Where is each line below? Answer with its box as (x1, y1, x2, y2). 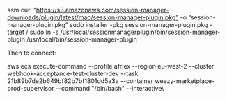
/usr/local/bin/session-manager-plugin (26, 35, 137, 44)
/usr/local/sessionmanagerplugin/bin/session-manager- (60, 28, 221, 36)
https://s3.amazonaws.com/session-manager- (36, 6, 169, 14)
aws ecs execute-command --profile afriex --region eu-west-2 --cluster (7, 62, 214, 70)
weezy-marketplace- (155, 77, 215, 85)
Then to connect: (7, 48, 57, 57)
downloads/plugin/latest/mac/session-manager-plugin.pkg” (7, 13, 179, 21)
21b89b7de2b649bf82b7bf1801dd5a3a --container (7, 77, 154, 85)
